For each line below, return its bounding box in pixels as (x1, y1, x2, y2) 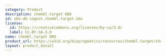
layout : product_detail (5, 43, 54, 48)
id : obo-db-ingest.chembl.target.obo (5, 16, 83, 21)
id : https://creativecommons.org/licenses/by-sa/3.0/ (9, 25, 123, 30)
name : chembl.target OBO (5, 35, 56, 39)
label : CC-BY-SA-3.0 (9, 30, 52, 35)
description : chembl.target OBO (5, 12, 72, 17)
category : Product (5, 7, 43, 12)
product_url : (5, 39, 32, 44)
